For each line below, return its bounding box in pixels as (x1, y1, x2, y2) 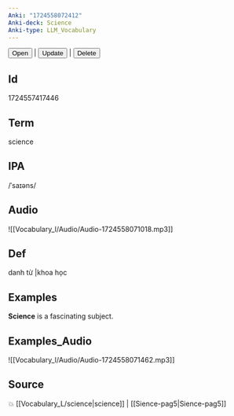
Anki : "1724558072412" (8, 11, 82, 20)
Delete (77, 49, 97, 57)
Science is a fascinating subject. (8, 311, 114, 321)
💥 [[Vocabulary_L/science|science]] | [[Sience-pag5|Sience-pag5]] (8, 399, 227, 408)
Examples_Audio (8, 334, 93, 348)
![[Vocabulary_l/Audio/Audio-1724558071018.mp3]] (8, 224, 174, 234)
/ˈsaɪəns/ (8, 180, 37, 190)
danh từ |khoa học (8, 268, 68, 278)
